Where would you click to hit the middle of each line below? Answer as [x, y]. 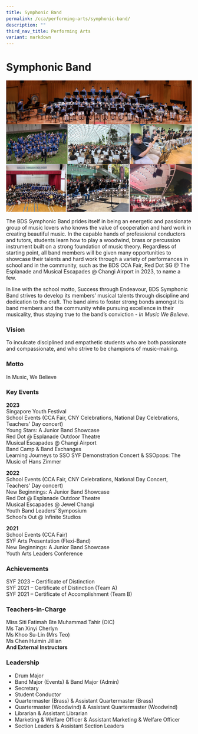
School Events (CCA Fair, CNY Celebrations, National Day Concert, [87, 479]
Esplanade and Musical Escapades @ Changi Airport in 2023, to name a [93, 271]
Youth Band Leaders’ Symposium [47, 510]
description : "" [26, 25]
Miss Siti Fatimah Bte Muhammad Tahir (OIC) [60, 622]
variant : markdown [29, 37]
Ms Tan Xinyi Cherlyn [32, 628]
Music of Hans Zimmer [34, 461]
